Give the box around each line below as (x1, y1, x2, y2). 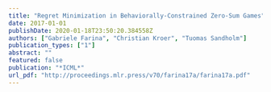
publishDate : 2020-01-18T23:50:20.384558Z (8, 26, 153, 34)
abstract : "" (8, 49, 52, 57)
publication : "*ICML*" (8, 64, 85, 72)
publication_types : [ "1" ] (8, 42, 95, 50)
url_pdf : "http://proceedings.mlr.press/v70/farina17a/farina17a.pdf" (8, 71, 251, 79)
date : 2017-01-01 (8, 19, 67, 27)
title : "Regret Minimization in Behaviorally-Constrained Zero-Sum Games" (8, 11, 265, 20)
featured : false (8, 57, 63, 65)
